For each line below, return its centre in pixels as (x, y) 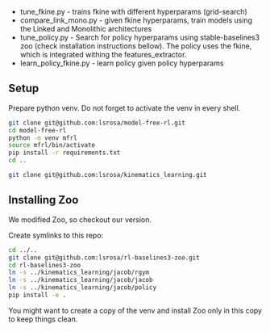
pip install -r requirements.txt (64, 153)
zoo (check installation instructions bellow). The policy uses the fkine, (136, 46)
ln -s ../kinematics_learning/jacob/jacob (81, 280)
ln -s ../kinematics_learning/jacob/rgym (79, 273)
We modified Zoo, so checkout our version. (80, 219)
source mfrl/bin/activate (52, 145)
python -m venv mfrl (43, 138)
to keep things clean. (43, 319)
